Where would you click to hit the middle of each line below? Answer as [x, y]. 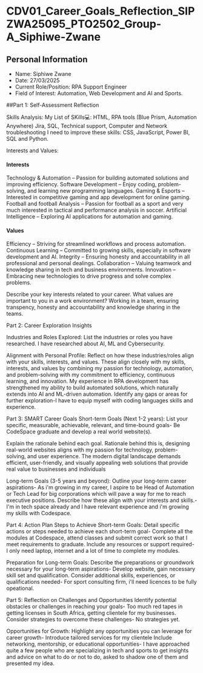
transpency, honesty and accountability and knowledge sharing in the [93, 307]
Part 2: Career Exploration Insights [49, 325]
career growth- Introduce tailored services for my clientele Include [89, 638]
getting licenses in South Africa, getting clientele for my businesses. [91, 613]
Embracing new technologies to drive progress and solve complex [89, 276]
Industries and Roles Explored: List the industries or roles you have [89, 337]
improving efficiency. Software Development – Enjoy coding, [82, 184]
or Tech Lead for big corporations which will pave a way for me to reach [96, 494]
